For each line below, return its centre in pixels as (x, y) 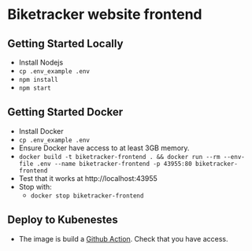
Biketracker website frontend (105, 15)
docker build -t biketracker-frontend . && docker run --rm (119, 157)
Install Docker (41, 131)
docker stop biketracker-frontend (87, 196)
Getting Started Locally (65, 44)
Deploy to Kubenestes (63, 220)
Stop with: (35, 186)
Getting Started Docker (65, 112)
